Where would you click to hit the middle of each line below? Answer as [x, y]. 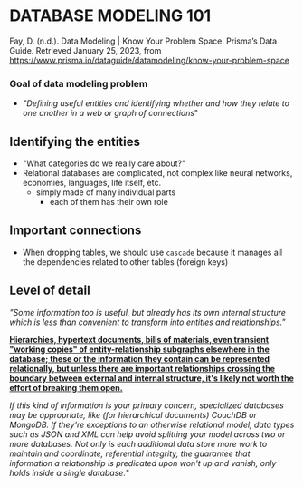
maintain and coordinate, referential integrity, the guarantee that [130, 453]
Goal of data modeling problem [79, 83]
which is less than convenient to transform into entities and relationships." [147, 322]
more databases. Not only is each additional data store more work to [138, 443]
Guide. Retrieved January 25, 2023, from [85, 50]
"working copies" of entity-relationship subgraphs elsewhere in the [139, 349]
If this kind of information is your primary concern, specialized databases [147, 405]
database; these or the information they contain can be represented [139, 358]
